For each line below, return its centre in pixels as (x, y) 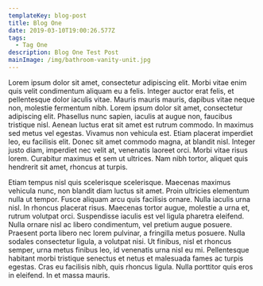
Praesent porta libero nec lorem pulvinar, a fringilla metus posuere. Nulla (127, 233)
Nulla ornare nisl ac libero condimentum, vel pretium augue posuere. (120, 224)
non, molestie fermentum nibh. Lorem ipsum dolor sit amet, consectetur (126, 107)
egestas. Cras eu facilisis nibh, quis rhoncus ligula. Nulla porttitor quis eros (131, 266)
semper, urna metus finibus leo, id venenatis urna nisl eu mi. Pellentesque (129, 249)
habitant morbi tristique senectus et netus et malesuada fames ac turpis (126, 258)
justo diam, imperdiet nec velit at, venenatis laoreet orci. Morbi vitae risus (128, 150)
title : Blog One (35, 23)
